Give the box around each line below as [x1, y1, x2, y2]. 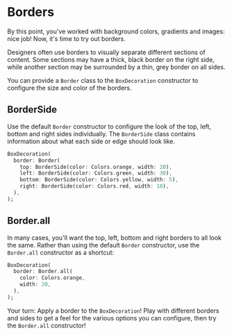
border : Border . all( [13, 268, 73, 275]
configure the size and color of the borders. [7, 83, 132, 92]
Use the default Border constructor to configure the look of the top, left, [7, 122, 212, 131]
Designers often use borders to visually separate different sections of [7, 48, 206, 56]
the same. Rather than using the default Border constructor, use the [7, 240, 200, 249]
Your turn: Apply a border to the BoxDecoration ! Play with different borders [7, 307, 219, 315]
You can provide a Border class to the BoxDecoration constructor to [7, 76, 199, 84]
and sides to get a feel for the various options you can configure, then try [7, 313, 217, 322]
